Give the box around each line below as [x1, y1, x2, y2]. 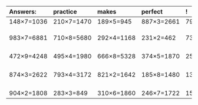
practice [52, 8, 77, 15]
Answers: [9, 8, 37, 15]
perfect [141, 8, 163, 15]
